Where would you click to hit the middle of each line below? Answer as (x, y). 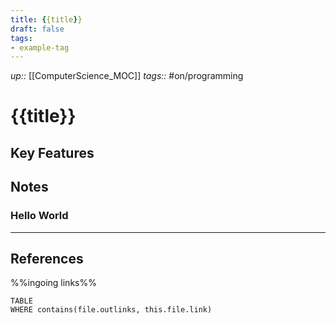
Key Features (52, 152)
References (47, 258)
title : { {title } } (46, 19)
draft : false (37, 29)
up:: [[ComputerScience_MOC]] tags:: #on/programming (127, 76)
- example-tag (40, 47)
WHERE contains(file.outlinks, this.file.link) (111, 310)
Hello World (39, 216)
